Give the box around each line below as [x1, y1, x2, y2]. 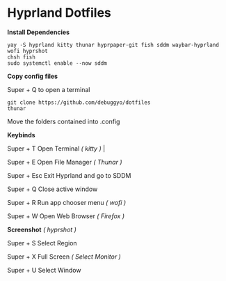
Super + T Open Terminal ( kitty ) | [7, 144, 106, 153]
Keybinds [7, 130, 36, 139]
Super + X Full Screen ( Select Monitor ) [7, 252, 122, 261]
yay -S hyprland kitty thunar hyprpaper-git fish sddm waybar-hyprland [7, 41, 219, 48]
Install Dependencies [7, 28, 70, 36]
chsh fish [7, 54, 36, 61]
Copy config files [7, 72, 58, 80]
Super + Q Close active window [7, 185, 98, 193]
